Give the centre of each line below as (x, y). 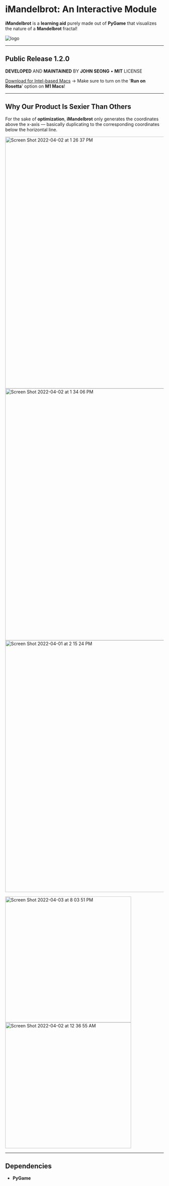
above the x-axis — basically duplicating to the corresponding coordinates (82, 124)
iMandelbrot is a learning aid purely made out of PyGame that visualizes (81, 23)
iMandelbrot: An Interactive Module (81, 9)
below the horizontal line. (31, 129)
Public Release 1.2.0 (37, 59)
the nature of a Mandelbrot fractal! (41, 28)
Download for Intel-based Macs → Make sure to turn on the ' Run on (75, 81)
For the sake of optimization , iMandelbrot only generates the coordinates (82, 119)
